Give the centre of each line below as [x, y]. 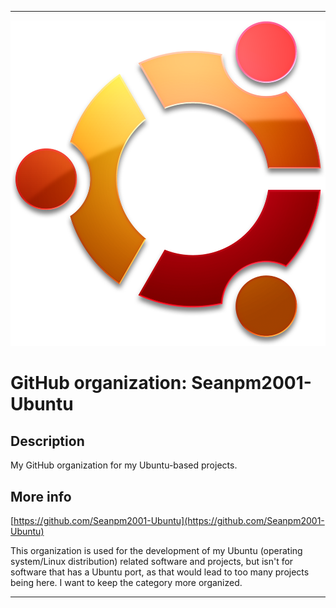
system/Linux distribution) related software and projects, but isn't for [152, 562]
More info [41, 496]
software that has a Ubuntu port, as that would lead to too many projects [160, 572]
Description [47, 441]
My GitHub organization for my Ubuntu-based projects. [124, 465]
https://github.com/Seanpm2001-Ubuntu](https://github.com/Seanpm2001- [169, 521]
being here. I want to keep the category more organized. [126, 583]
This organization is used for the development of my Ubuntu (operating [156, 551]
